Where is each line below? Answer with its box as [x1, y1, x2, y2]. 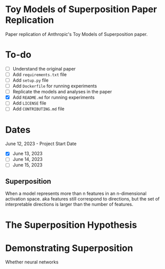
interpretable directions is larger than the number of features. [5, 201, 134, 208]
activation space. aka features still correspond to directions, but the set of [5, 196, 160, 202]
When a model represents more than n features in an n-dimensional [5, 190, 147, 196]
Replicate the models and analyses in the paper [12, 89, 112, 95]
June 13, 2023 [12, 151, 43, 157]
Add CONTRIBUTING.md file [12, 106, 64, 112]
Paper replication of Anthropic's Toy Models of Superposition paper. [5, 31, 148, 37]
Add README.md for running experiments [12, 94, 95, 100]
